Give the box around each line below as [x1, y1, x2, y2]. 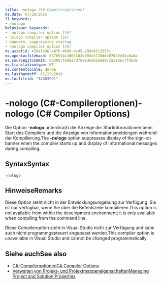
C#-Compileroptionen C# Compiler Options [12, 263, 99, 269]
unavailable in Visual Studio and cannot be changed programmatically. [5, 236, 148, 241]
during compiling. [5, 145, 41, 151]
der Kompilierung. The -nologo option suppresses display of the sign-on [5, 135, 151, 141]
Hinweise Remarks [5, 186, 63, 194]
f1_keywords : [5, 16, 32, 21]
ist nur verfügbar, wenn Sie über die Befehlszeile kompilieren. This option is [5, 205, 157, 211]
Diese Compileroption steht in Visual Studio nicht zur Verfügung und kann [5, 225, 155, 231]
